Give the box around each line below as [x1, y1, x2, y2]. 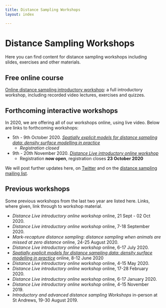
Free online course [5, 73, 64, 82]
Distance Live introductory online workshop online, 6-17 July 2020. [12, 244, 149, 250]
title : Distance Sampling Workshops [5, 7, 81, 12]
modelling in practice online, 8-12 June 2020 [12, 255, 104, 261]
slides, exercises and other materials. [5, 59, 81, 65]
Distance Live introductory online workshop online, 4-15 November [12, 281, 149, 287]
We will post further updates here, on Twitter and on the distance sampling [5, 165, 157, 171]
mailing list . [5, 171, 28, 177]
